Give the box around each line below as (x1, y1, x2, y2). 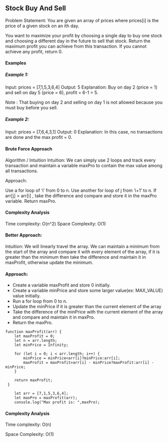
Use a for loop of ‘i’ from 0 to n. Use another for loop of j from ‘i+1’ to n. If (5, 187, 157, 193)
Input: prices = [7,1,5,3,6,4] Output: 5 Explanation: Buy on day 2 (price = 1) (5, 84, 157, 90)
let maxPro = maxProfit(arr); (14, 395, 78, 401)
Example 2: (5, 116, 29, 122)
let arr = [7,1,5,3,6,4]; (14, 391, 69, 396)
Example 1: (5, 71, 29, 78)
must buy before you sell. (5, 105, 58, 111)
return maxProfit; (14, 378, 53, 383)
